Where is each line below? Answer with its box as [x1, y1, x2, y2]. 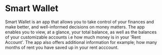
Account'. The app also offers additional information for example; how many [5, 39, 157, 45]
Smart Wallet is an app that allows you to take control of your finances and [5, 19, 154, 25]
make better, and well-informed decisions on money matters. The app [5, 24, 145, 29]
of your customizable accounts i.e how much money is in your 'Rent [5, 34, 141, 40]
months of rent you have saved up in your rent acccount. [5, 44, 119, 50]
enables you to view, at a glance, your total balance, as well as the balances [5, 29, 157, 35]
